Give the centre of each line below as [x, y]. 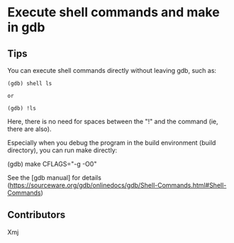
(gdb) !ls [22, 108]
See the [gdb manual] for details [54, 177]
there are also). [29, 129]
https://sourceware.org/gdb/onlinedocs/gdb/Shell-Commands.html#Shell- [118, 185]
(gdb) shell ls [30, 84]
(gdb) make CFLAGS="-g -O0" [52, 164]
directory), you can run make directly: [62, 150]
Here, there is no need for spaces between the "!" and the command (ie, [113, 121]
